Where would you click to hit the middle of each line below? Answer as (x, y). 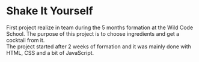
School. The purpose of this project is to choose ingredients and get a (93, 33)
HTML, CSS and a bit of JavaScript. (50, 52)
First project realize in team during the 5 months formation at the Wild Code (100, 27)
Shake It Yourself (50, 11)
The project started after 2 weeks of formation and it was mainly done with (99, 46)
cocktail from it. (26, 40)
